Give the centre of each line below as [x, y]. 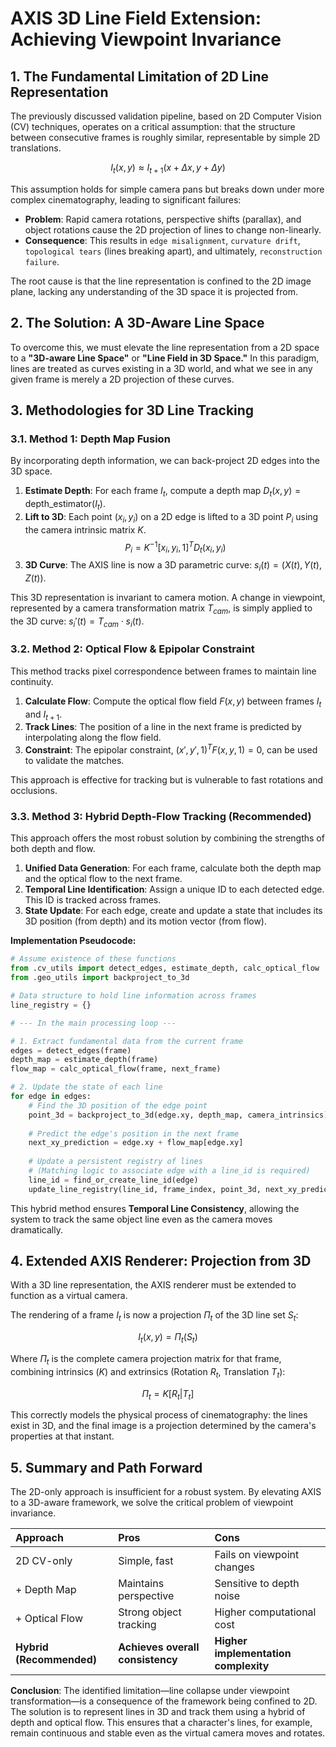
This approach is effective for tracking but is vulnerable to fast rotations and [167, 780]
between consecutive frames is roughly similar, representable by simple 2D [165, 137]
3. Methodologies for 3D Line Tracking [132, 410]
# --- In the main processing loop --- [93, 1023]
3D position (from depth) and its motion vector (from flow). [146, 921]
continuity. [32, 681]
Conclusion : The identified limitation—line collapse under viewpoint [150, 1691]
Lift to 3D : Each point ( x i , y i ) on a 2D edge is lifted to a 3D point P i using [171, 517]
